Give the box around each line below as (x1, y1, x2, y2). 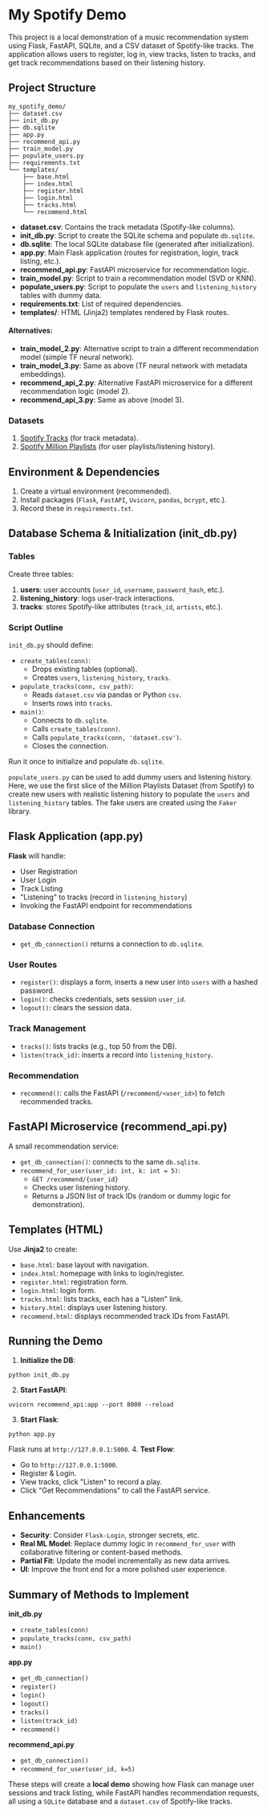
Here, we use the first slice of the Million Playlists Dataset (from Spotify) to (8, 781, 255, 791)
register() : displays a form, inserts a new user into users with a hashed (19, 977, 258, 987)
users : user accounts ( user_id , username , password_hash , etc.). (19, 584, 225, 594)
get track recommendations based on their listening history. (8, 58, 206, 68)
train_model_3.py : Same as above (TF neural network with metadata (19, 360, 248, 371)
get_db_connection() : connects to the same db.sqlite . (19, 1157, 200, 1166)
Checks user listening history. (31, 1182, 131, 1192)
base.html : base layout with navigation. (19, 1259, 150, 1269)
